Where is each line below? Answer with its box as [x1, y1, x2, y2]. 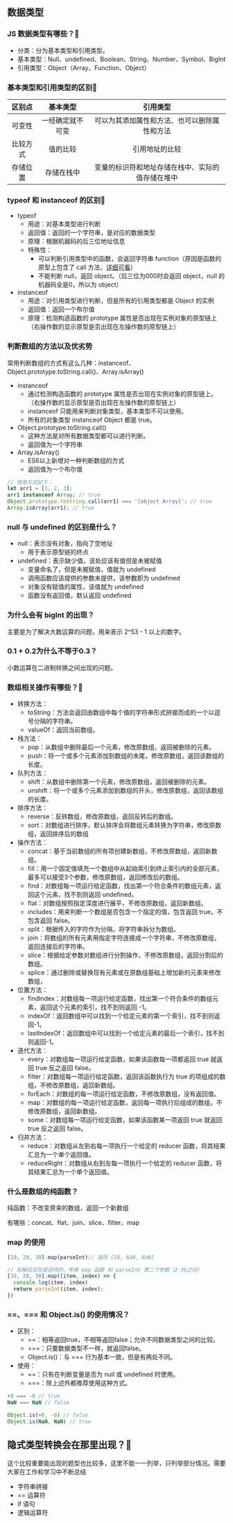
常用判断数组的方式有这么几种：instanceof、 [7, 359, 135, 367]
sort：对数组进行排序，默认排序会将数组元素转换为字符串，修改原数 [27, 821, 222, 829]
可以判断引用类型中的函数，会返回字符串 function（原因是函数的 [37, 255, 222, 263]
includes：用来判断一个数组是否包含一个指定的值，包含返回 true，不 [27, 908, 223, 916]
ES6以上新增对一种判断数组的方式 [27, 456, 125, 465]
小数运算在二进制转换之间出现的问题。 [7, 663, 116, 671]
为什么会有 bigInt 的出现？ [7, 610, 95, 620]
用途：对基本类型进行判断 [27, 220, 101, 228]
